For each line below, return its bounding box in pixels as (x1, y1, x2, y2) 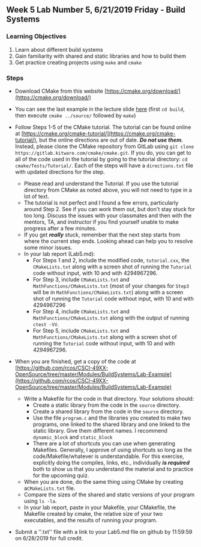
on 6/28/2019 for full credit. (14, 534, 83, 542)
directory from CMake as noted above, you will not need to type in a (23, 186, 192, 193)
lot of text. (23, 193, 50, 200)
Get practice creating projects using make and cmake (14, 58, 142, 66)
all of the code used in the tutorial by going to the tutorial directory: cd (14, 155, 188, 162)
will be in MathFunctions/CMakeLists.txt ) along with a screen (32, 288, 184, 295)
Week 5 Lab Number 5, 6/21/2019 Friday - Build (6, 5, 186, 15)
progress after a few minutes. (23, 224, 97, 232)
